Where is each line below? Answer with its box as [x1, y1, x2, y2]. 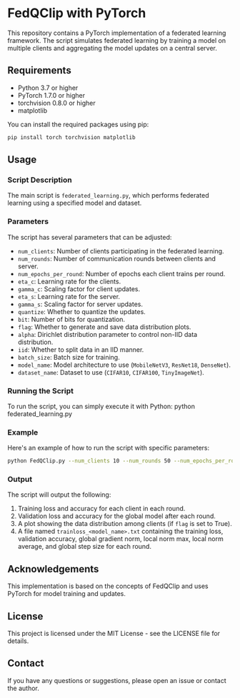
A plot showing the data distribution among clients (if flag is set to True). [17, 520, 232, 528]
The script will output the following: [7, 490, 111, 499]
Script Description [7, 175, 73, 185]
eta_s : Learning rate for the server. [17, 292, 120, 300]
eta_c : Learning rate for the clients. [17, 277, 121, 285]
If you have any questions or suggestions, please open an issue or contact [7, 676, 226, 684]
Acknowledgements [7, 562, 99, 575]
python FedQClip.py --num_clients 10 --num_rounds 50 [7, 457, 171, 465]
